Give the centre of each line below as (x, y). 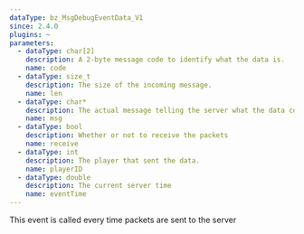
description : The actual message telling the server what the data (155, 110)
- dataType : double (54, 177)
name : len (44, 93)
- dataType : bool (50, 127)
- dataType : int (48, 152)
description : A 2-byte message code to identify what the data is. (155, 60)
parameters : (32, 43)
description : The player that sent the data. (113, 160)
